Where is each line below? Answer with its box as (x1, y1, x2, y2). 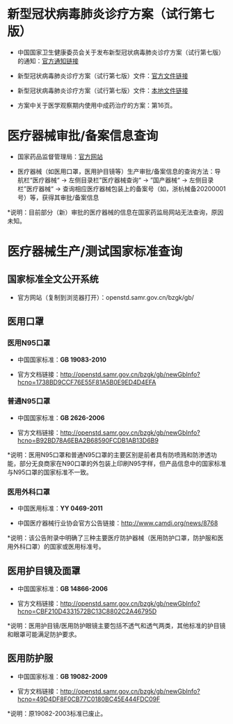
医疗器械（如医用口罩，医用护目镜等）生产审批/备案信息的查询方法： (17, 167, 215, 175)
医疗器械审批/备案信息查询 (7, 128, 159, 144)
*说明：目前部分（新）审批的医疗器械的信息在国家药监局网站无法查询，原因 (7, 208, 224, 216)
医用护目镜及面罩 (7, 565, 81, 577)
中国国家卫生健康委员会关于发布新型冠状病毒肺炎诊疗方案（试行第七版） (17, 48, 225, 56)
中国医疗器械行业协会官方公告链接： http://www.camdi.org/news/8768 (17, 519, 218, 527)
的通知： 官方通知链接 (17, 56, 79, 65)
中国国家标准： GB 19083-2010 (17, 355, 106, 364)
